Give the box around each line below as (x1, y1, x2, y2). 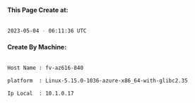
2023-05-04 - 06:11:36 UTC (7, 28, 87, 35)
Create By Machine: (7, 42, 67, 51)
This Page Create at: (7, 6, 69, 14)
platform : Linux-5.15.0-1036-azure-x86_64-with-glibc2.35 (7, 78, 189, 85)
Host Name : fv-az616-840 (7, 64, 83, 72)
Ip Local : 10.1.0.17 (7, 90, 74, 97)
